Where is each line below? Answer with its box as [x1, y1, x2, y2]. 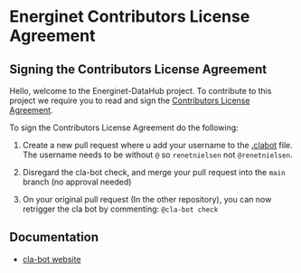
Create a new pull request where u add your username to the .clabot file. [22, 140, 293, 150]
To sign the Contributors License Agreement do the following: [9, 122, 240, 133]
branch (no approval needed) [22, 176, 132, 187]
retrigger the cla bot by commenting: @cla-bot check [22, 203, 219, 214]
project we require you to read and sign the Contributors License [9, 95, 250, 106]
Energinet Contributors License [9, 6, 250, 27]
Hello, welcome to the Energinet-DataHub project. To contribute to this [9, 86, 272, 96]
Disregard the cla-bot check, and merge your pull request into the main [22, 167, 287, 177]
